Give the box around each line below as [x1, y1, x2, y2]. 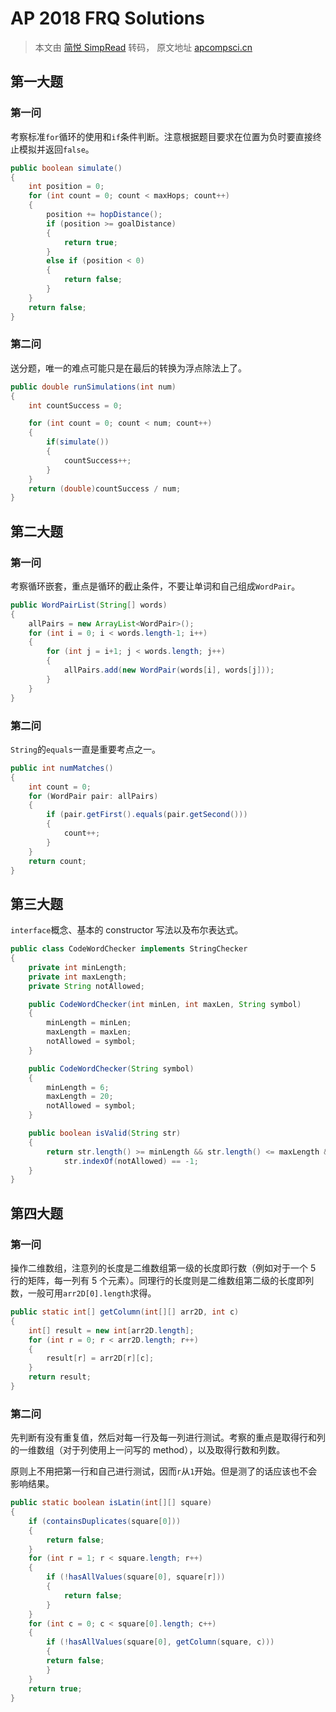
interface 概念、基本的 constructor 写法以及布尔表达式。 [10, 924, 244, 936]
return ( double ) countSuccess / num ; [28, 483, 182, 494]
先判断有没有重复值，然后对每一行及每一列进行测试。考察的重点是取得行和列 [10, 1432, 326, 1444]
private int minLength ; [28, 962, 128, 972]
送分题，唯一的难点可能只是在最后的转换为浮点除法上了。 [10, 362, 247, 374]
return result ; [28, 1372, 92, 1382]
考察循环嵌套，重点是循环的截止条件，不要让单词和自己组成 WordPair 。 [10, 580, 301, 592]
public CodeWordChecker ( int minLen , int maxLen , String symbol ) [28, 999, 302, 1009]
